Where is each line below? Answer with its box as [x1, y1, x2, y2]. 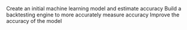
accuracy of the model [6, 18, 62, 24]
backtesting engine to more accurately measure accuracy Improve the [6, 11, 180, 18]
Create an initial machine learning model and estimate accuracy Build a [6, 5, 182, 12]
